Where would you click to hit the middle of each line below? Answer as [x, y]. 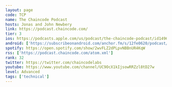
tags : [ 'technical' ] [27, 77]
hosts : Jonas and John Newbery [39, 24]
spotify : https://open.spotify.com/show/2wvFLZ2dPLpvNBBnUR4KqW [75, 48]
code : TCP [16, 15]
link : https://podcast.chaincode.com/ [47, 29]
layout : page [19, 10]
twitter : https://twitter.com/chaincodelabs [53, 62]
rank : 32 [15, 58]
